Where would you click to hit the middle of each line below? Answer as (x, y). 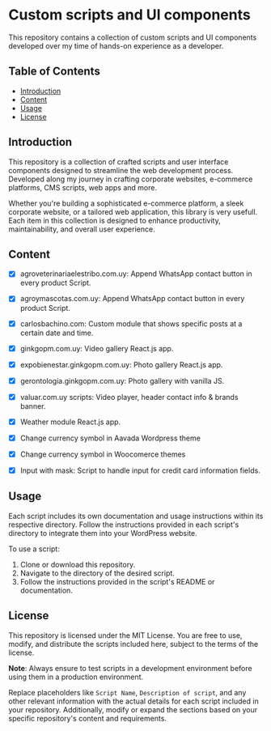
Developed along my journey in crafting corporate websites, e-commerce (131, 179)
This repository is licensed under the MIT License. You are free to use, (125, 635)
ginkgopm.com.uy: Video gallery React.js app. (97, 348)
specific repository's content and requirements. (88, 718)
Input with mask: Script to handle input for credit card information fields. (140, 470)
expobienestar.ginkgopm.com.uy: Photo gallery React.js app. (121, 364)
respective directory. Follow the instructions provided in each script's (124, 525)
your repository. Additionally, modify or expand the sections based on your (133, 709)
